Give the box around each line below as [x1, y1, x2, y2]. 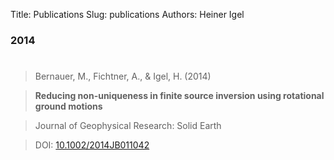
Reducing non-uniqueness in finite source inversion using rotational [34, 90, 325, 102]
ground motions [34, 100, 103, 113]
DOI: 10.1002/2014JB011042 [34, 139, 150, 151]
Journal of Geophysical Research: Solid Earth [34, 120, 222, 132]
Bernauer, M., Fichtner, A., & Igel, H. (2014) [34, 70, 212, 83]
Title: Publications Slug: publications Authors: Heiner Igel [10, 9, 245, 20]
